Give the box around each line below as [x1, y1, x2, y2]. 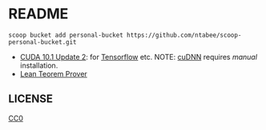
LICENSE [8, 93, 54, 106]
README [8, 5, 69, 23]
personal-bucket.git [8, 37, 78, 46]
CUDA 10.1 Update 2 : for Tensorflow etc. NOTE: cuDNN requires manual [19, 52, 258, 61]
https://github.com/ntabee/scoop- [127, 31, 242, 39]
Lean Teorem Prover [19, 69, 88, 78]
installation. [19, 61, 58, 70]
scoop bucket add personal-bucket [8, 31, 124, 39]
